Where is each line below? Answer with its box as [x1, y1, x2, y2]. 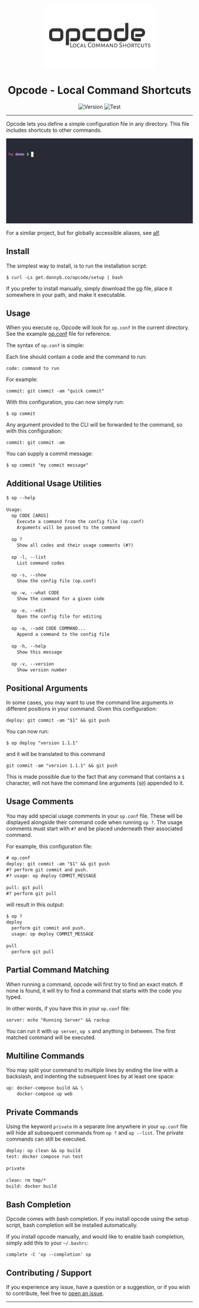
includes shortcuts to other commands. [6, 126, 102, 134]
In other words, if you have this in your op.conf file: [6, 1005, 130, 1012]
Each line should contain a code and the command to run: [6, 353, 147, 360]
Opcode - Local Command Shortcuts [8, 84, 191, 97]
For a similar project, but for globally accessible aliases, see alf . [6, 229, 161, 236]
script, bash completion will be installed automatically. [6, 1221, 138, 1229]
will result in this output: [6, 901, 65, 908]
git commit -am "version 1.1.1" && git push [6, 763, 118, 769]
